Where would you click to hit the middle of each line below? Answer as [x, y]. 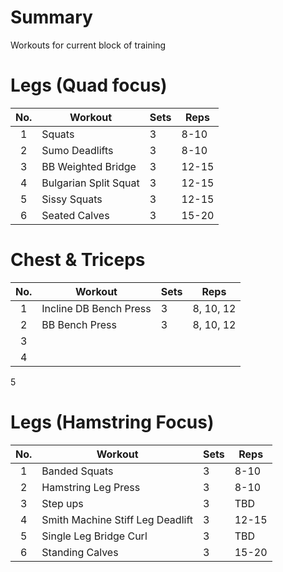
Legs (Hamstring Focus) [112, 422]
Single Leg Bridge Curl [94, 536]
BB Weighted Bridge [89, 166]
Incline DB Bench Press [96, 308]
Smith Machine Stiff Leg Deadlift [117, 519]
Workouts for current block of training [88, 45]
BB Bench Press [79, 324]
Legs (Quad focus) [89, 85]
